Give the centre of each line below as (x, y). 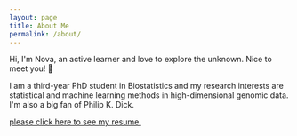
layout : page (33, 17)
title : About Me (39, 26)
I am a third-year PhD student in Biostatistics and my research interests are (147, 86)
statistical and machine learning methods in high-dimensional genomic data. (149, 95)
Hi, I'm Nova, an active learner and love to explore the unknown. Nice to (141, 60)
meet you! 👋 (31, 68)
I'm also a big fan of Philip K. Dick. (72, 105)
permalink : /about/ (45, 34)
